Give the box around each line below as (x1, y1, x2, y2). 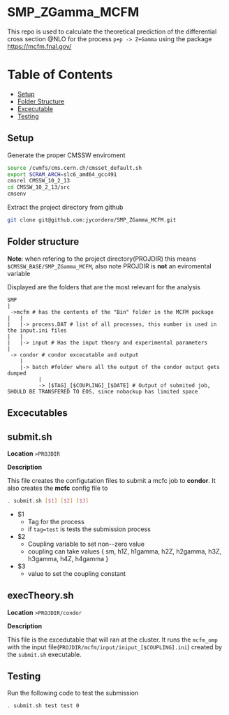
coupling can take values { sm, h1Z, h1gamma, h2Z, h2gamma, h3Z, (27, 547, 222, 556)
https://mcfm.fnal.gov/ (7, 42, 72, 50)
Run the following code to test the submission (7, 689, 139, 698)
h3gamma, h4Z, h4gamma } (27, 554, 109, 563)
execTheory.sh (7, 590, 75, 602)
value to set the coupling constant (27, 569, 126, 577)
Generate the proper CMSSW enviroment (7, 151, 126, 159)
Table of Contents (7, 67, 113, 82)
